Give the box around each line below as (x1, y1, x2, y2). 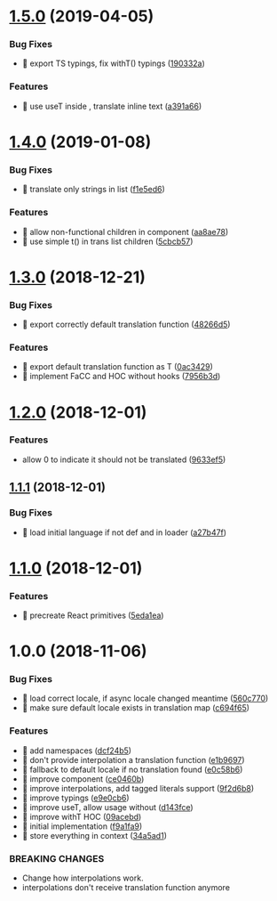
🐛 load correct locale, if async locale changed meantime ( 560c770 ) (21, 693, 269, 704)
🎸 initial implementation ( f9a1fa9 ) (21, 821, 143, 832)
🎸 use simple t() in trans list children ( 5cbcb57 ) (21, 236, 194, 247)
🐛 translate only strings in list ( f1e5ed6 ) (21, 184, 166, 195)
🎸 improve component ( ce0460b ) (21, 773, 145, 784)
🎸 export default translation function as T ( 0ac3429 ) (21, 361, 213, 372)
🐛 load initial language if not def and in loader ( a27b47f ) (21, 527, 227, 538)
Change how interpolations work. (21, 873, 144, 883)
